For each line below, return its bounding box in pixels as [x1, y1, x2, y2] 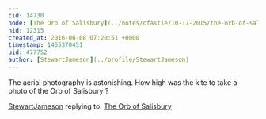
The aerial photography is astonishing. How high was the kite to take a [8, 77, 237, 87]
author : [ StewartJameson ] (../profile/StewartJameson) [8, 56, 190, 64]
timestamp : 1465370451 [8, 41, 83, 49]
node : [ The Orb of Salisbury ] [8, 19, 108, 27]
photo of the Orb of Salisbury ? [8, 86, 109, 95]
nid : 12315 [8, 26, 44, 34]
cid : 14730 [8, 11, 44, 20]
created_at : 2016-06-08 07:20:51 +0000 [8, 33, 140, 42]
